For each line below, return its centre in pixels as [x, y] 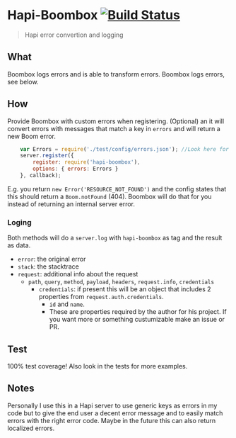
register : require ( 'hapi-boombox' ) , [87, 162]
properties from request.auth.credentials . [101, 297]
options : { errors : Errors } [76, 169]
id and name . [67, 304]
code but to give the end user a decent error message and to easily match [115, 413]
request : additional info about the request [78, 274]
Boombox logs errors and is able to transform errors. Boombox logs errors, [116, 74]
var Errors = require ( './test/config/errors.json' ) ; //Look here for [125, 149]
